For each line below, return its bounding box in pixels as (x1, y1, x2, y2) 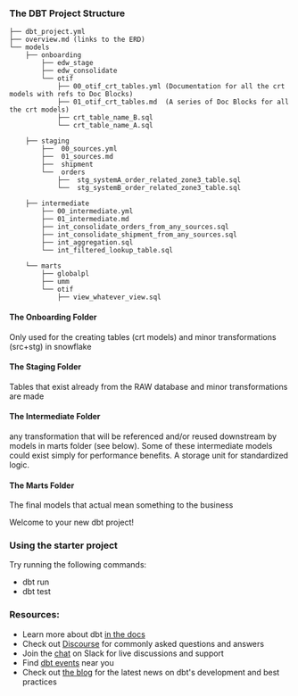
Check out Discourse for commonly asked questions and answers (21, 638, 265, 649)
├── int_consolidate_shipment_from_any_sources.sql (41, 230, 238, 239)
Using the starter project (9, 539, 119, 551)
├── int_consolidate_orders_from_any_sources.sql (41, 222, 229, 232)
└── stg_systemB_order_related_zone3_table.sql (56, 184, 242, 193)
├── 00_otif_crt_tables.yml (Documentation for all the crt (56, 82, 286, 91)
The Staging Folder (9, 361, 82, 372)
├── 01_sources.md (41, 153, 114, 162)
